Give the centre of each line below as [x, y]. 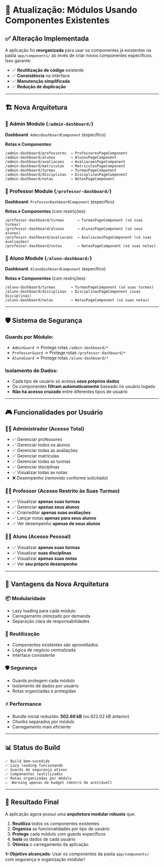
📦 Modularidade [25, 598]
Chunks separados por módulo [43, 722]
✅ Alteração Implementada [47, 38]
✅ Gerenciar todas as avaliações [45, 450]
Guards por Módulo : [29, 337]
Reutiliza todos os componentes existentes [56, 823]
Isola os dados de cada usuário [44, 839]
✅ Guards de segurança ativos [36, 770]
